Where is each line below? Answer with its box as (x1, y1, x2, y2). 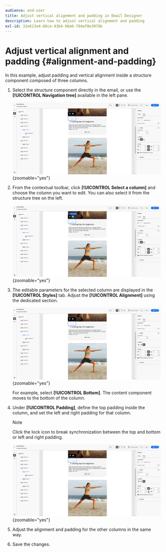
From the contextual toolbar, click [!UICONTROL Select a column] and (12, 185, 156, 191)
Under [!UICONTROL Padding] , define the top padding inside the (12, 405, 145, 411)
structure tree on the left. (12, 195, 63, 201)
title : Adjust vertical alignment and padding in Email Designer (5, 13, 142, 18)
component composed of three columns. (5, 78, 88, 83)
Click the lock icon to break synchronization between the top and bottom (12, 429, 161, 435)
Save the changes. (12, 541, 50, 547)
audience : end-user (5, 8, 45, 13)
